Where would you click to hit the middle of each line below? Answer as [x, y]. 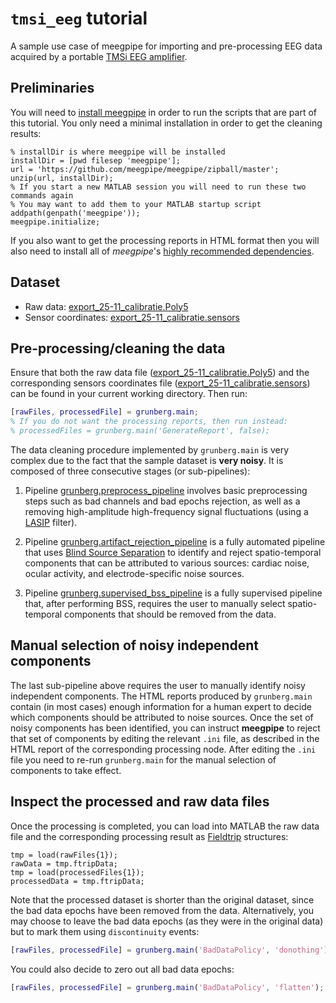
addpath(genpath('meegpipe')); [75, 213]
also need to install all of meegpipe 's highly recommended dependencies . [162, 251]
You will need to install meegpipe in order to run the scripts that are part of [163, 112]
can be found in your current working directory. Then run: [129, 394]
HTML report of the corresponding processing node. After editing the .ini [163, 749]
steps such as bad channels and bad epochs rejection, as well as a [162, 501]
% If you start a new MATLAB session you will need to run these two [158, 187]
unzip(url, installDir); [62, 178]
